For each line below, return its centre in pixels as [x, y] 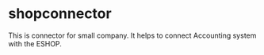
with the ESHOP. [35, 43]
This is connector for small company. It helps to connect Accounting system [132, 35]
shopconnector [60, 14]
